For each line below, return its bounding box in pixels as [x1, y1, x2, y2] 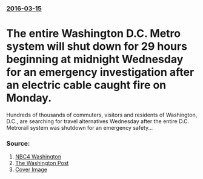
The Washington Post [15, 160, 69, 167]
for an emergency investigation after [6, 66, 195, 79]
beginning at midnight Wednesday [6, 53, 184, 66]
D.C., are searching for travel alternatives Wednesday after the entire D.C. [6, 117, 190, 125]
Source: [6, 139, 30, 147]
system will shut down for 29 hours [6, 39, 188, 53]
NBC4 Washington [15, 153, 62, 160]
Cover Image [15, 166, 47, 174]
